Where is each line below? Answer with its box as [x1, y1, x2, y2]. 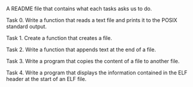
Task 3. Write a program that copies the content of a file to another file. [6, 58, 180, 64]
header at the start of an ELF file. [6, 76, 87, 82]
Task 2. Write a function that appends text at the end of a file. [6, 46, 156, 53]
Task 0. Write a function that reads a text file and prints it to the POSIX [6, 17, 178, 23]
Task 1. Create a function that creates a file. [6, 35, 112, 41]
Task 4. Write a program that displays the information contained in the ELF [6, 69, 188, 76]
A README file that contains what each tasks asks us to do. [6, 5, 153, 12]
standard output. [6, 23, 47, 30]
